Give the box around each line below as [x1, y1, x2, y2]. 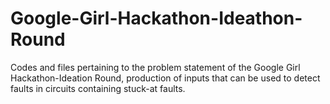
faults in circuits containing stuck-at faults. [10, 82, 186, 94]
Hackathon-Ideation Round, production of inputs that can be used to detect [10, 72, 321, 84]
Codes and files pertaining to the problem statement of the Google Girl [10, 61, 301, 73]
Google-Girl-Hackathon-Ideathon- [10, 7, 303, 30]
